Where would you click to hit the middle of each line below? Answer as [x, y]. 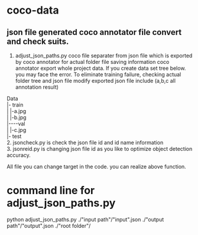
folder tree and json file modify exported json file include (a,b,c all [95, 81]
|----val [16, 124]
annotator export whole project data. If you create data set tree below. [100, 68]
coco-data [33, 10]
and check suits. [38, 41]
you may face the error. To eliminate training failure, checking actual [98, 74]
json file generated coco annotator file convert [94, 32]
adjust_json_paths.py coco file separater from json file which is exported [104, 56]
